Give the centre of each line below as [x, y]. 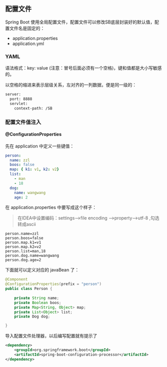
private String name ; [36, 298]
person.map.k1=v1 [23, 242]
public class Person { [29, 289]
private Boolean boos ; [38, 302]
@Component [16, 279]
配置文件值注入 [23, 122]
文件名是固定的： [27, 28]
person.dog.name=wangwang [32, 256]
